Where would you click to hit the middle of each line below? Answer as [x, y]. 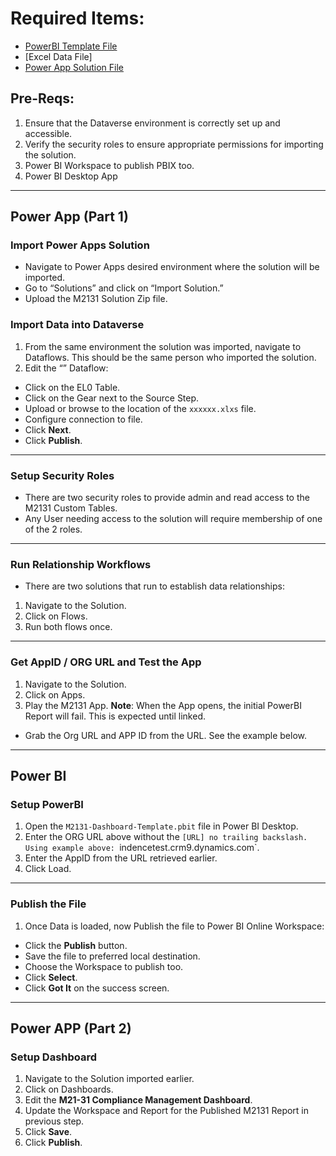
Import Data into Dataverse [77, 325]
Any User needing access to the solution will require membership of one [173, 519]
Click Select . [51, 977]
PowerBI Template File [71, 46]
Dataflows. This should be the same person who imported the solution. [170, 357]
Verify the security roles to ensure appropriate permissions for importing [174, 144]
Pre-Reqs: [42, 98]
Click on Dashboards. [69, 1089]
